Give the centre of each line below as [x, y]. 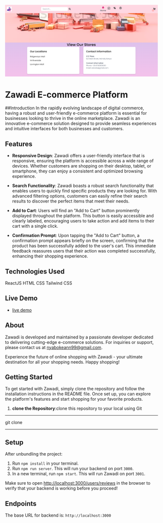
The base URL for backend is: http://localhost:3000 [58, 515]
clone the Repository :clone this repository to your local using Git [77, 408]
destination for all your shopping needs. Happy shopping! [62, 362]
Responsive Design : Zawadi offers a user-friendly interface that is [78, 156]
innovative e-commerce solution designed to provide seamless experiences [81, 123]
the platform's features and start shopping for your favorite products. [74, 399]
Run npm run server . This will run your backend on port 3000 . [73, 469]
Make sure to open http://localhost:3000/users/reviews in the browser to [78, 483]
